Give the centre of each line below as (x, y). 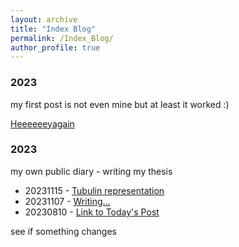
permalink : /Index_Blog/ (62, 38)
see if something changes (63, 231)
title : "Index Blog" (53, 29)
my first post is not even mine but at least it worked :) (120, 104)
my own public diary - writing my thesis (91, 171)
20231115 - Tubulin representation (94, 190)
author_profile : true (55, 47)
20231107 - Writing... (67, 201)
